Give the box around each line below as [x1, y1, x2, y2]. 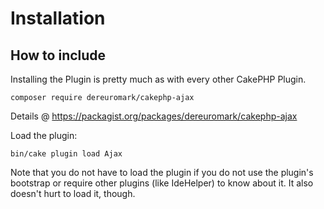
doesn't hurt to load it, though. [10, 188, 136, 199]
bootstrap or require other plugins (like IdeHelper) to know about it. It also [10, 177, 314, 189]
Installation [10, 7, 106, 30]
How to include [10, 47, 107, 64]
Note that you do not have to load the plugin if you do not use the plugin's [10, 167, 314, 178]
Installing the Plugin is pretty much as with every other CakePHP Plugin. [10, 73, 307, 85]
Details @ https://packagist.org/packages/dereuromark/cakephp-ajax [10, 110, 298, 122]
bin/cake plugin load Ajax [10, 149, 123, 159]
